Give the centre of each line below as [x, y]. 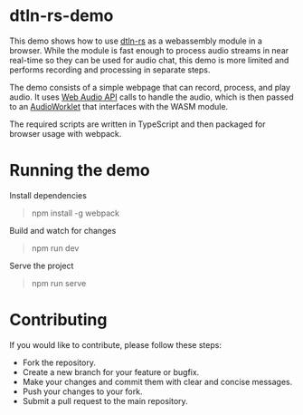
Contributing [58, 320]
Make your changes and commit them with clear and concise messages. [157, 381]
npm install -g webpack [76, 213]
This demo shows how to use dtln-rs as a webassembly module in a [136, 41]
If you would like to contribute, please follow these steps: [115, 344]
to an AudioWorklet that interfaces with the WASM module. [119, 106]
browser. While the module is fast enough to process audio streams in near [149, 50]
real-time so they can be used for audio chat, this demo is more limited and [149, 60]
